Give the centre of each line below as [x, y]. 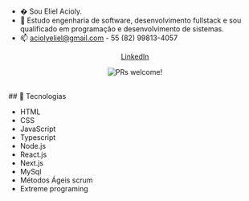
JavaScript [38, 129]
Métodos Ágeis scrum [57, 180]
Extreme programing [54, 189]
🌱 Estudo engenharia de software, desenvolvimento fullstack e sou [131, 20]
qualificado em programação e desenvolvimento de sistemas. [122, 29]
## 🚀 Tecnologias [37, 96]
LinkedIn [135, 56]
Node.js [33, 146]
